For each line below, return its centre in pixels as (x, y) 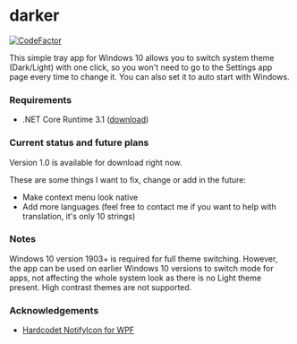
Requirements (41, 99)
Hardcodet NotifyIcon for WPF (78, 330)
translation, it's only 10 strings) (79, 216)
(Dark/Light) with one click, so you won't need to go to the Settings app (141, 67)
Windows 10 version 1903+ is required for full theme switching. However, (144, 258)
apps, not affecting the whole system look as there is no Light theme (136, 278)
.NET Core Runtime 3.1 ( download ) (85, 120)
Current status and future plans (79, 142)
